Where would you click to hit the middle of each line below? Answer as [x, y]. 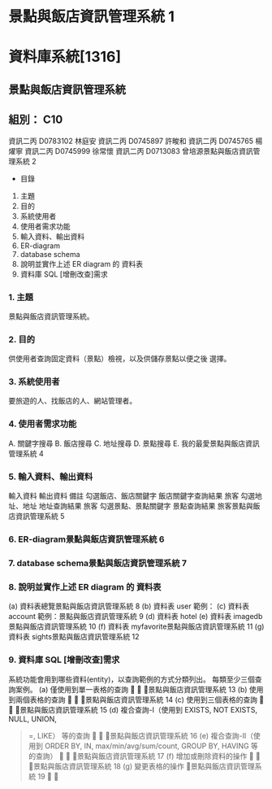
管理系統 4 [26, 453]
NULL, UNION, [32, 719]
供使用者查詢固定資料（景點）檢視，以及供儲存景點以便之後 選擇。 [120, 359]
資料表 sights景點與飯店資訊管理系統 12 [74, 637]
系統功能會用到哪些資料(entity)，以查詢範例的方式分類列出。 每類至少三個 [132, 679]
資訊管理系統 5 [40, 517]
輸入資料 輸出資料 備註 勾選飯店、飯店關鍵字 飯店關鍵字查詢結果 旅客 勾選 [132, 496]
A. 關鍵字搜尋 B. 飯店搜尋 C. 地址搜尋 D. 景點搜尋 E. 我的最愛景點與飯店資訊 [134, 443]
